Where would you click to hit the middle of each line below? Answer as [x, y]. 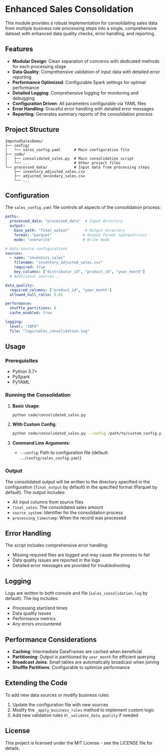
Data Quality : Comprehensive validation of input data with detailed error [86, 72]
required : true [30, 267]
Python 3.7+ [25, 372]
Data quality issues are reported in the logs [56, 560]
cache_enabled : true [31, 313]
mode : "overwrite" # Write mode [62, 240]
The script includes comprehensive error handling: [57, 545]
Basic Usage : [26, 406]
